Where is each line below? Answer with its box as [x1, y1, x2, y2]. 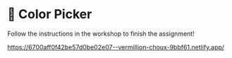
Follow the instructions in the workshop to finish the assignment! [7, 29, 195, 38]
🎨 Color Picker [7, 6, 92, 22]
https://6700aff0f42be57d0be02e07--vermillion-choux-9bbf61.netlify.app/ [7, 43, 224, 51]
